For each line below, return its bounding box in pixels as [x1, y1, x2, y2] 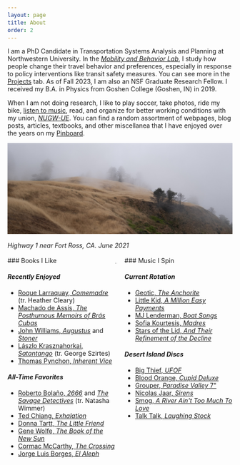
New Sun [17, 434, 45, 443]
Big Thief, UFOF [134, 366, 182, 374]
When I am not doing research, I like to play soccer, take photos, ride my [7, 98, 220, 107]
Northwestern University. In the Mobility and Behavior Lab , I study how [7, 54, 216, 63]
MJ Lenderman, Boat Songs [134, 311, 218, 320]
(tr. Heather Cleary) [17, 296, 75, 305]
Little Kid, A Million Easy [134, 296, 206, 305]
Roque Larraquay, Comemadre [17, 288, 109, 297]
